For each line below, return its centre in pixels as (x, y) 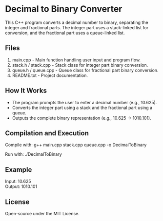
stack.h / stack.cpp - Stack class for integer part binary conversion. (80, 65)
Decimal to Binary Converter (64, 9)
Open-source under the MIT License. (42, 213)
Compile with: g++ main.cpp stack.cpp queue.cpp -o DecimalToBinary (76, 145)
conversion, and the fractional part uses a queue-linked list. (65, 33)
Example (19, 170)
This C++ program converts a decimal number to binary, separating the (77, 22)
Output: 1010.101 (21, 186)
